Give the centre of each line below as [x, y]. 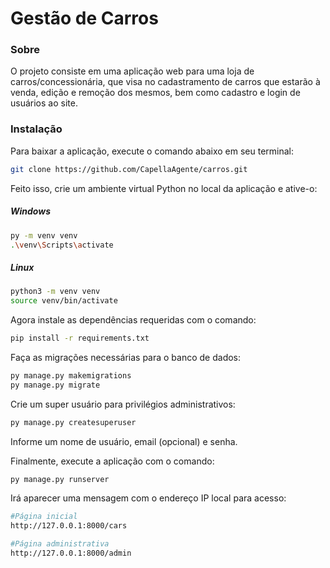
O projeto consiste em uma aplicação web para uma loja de [132, 71]
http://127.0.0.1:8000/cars [69, 526]
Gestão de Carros [84, 18]
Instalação [36, 129]
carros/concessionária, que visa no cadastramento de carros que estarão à [165, 82]
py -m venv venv [44, 235]
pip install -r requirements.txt [80, 338]
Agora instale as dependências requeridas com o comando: [133, 320]
